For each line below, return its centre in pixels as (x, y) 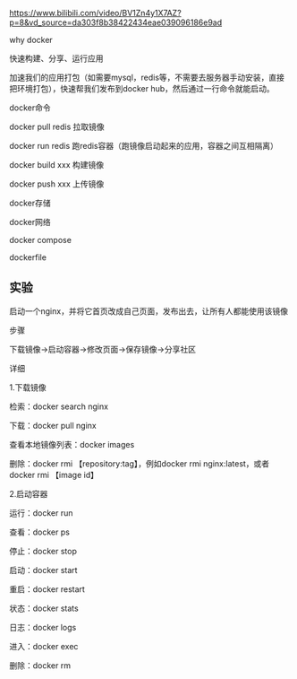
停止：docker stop (43, 551)
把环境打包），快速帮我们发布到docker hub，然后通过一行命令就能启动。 (142, 88)
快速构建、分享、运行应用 (56, 58)
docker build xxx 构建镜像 (57, 165)
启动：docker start (43, 570)
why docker (31, 40)
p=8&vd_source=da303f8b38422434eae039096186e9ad (116, 22)
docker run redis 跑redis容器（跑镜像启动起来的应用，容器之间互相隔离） (144, 146)
